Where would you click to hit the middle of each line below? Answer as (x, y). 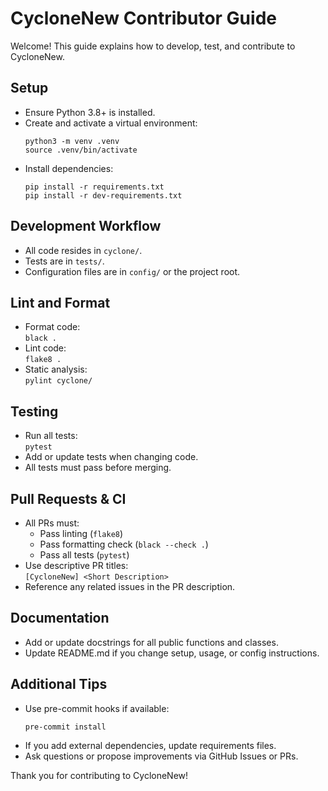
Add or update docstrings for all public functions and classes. (151, 642)
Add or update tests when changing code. (111, 457)
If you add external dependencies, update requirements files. (150, 745)
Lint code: (45, 348)
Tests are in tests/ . (64, 261)
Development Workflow (86, 226)
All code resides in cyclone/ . (83, 250)
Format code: (52, 327)
